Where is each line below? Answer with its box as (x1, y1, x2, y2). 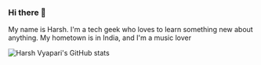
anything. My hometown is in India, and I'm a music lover (8, 33, 192, 42)
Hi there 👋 (8, 7, 47, 18)
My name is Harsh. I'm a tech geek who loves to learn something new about (8, 25, 253, 34)
